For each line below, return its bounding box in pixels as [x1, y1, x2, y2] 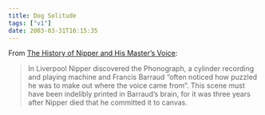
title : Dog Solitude [8, 11, 77, 20]
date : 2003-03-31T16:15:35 [8, 26, 98, 34]
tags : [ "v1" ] [8, 19, 52, 27]
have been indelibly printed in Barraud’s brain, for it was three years [27, 89, 251, 99]
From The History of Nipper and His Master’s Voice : [8, 49, 178, 58]
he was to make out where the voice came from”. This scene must [27, 81, 246, 90]
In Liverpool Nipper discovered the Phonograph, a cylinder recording [27, 64, 255, 73]
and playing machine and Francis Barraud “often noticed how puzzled [27, 73, 258, 82]
